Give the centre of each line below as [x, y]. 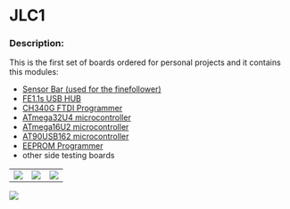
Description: [37, 44]
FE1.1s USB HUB [52, 99]
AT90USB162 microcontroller [75, 137]
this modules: [34, 72]
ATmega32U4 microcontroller [76, 117]
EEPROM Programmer [62, 146]
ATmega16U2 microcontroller [75, 127]
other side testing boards [68, 156]
